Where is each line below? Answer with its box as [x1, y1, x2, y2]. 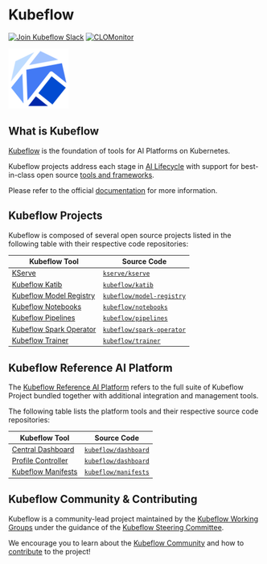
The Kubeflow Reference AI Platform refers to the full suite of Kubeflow [8, 382, 244, 392]
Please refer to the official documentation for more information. [8, 185, 218, 195]
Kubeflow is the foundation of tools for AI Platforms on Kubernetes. [8, 146, 231, 155]
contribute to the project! [8, 546, 91, 556]
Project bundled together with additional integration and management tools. [8, 391, 259, 401]
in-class [8, 170, 35, 179]
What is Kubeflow [8, 125, 99, 138]
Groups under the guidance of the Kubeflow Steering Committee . [8, 522, 224, 532]
